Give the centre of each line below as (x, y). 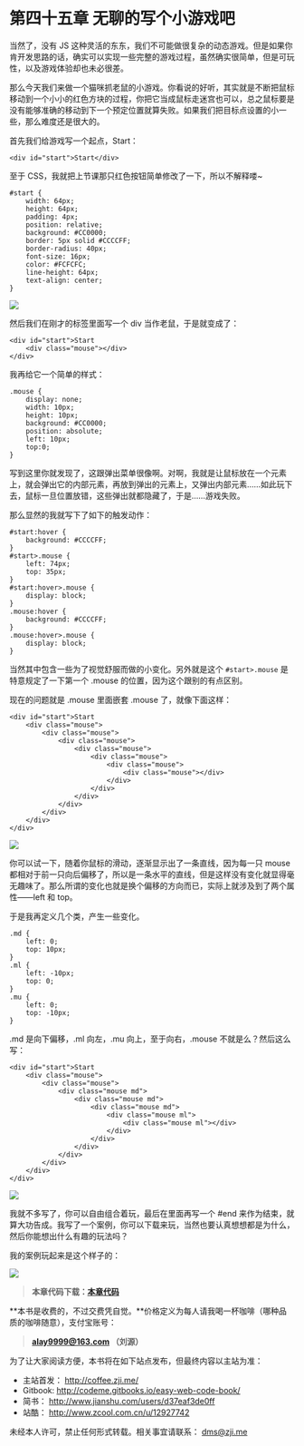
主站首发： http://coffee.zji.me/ (81, 1380)
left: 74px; (48, 563)
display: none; (54, 399)
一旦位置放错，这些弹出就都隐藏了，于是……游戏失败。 (143, 495)
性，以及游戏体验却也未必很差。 (69, 68)
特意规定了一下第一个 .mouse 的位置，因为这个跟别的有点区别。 (128, 680)
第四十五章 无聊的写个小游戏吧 (122, 19)
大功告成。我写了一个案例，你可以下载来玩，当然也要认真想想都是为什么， (156, 1225)
